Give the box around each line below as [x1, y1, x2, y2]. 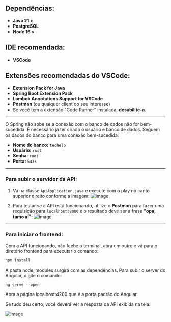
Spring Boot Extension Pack [12, 90, 73, 96]
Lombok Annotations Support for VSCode [12, 96, 103, 102]
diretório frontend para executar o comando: [5, 248, 99, 254]
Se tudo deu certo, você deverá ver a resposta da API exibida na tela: [5, 301, 151, 307]
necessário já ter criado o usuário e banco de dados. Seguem [31, 127, 160, 133]
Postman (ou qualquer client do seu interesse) [12, 101, 110, 108]
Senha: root [12, 153, 39, 159]
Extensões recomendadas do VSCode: [5, 71, 131, 81]
